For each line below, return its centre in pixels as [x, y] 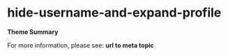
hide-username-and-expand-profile [114, 13]
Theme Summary [33, 32]
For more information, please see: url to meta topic [81, 45]
